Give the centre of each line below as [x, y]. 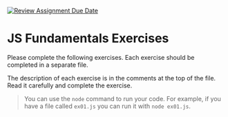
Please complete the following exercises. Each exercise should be [101, 57]
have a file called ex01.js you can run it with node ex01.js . [107, 106]
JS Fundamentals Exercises [88, 39]
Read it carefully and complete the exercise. [70, 85]
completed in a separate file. [48, 65]
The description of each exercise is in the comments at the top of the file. [112, 78]
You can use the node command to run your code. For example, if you [122, 98]
